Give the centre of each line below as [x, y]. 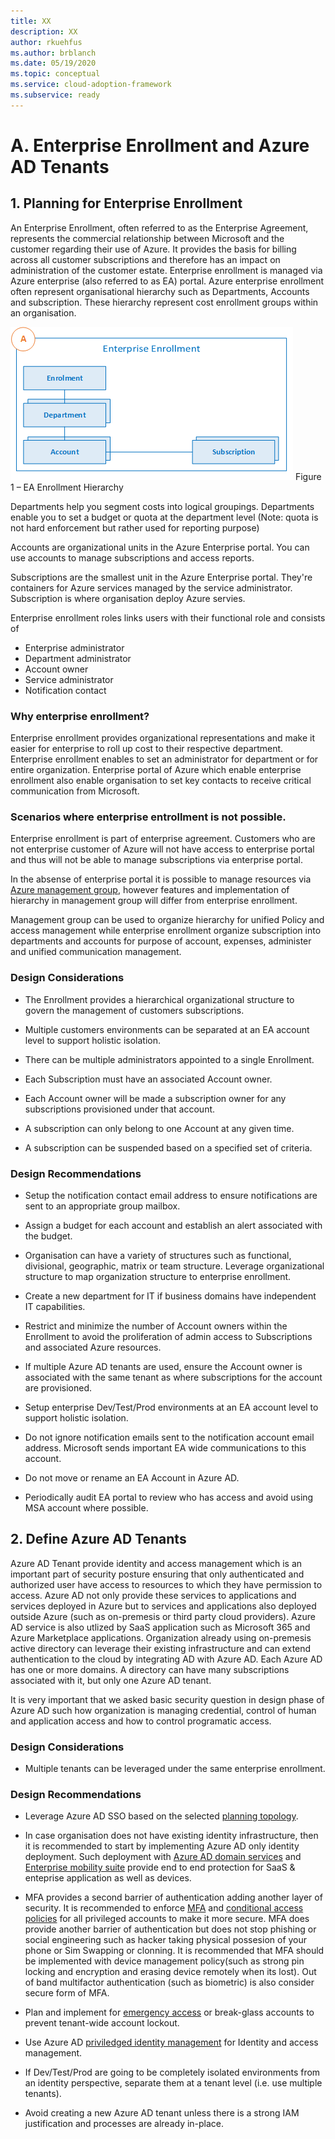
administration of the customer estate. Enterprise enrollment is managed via [166, 270]
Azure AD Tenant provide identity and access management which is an [156, 1563]
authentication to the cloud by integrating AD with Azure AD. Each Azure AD [166, 1659]
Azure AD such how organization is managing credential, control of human [163, 1710]
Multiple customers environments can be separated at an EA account [167, 1029]
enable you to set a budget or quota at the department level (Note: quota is [164, 517]
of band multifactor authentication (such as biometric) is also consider [169, 1982]
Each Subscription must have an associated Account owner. [148, 1079]
